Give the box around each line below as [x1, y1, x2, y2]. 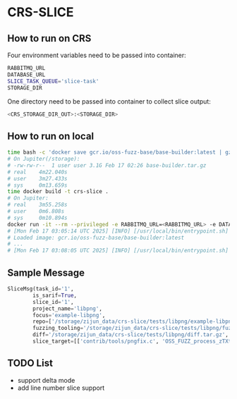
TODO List [7, 357, 53, 369]
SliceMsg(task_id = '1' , [7, 286, 74, 293]
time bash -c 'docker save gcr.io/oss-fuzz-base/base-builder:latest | [7, 149, 222, 156]
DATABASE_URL [7, 71, 46, 78]
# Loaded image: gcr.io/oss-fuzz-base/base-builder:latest [7, 234, 185, 241]
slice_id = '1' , [32, 298, 74, 305]
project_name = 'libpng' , [32, 305, 102, 312]
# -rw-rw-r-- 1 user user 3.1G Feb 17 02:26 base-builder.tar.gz [7, 161, 207, 169]
